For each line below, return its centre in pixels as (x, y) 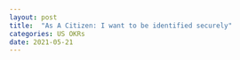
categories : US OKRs (48, 34)
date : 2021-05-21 (41, 42)
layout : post (33, 17)
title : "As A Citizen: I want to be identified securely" (121, 26)
